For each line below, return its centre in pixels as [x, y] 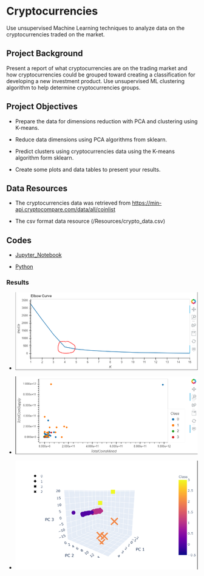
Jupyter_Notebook [38, 255]
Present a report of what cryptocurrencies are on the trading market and [97, 68]
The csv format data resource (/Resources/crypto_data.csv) [90, 221]
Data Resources [37, 188]
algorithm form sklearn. [44, 158]
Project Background [45, 54]
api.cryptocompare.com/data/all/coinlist [65, 209]
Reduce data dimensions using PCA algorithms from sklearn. [91, 139]
